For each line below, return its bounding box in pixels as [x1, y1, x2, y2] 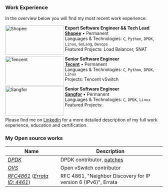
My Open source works [5, 134, 63, 141]
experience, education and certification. [5, 122, 87, 128]
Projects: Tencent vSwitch [64, 76, 119, 82]
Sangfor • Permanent [64, 91, 110, 97]
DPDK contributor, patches [60, 156, 123, 163]
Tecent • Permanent [64, 61, 107, 67]
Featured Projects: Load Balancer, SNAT [64, 46, 147, 52]
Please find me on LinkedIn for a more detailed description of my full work [5, 117, 158, 123]
